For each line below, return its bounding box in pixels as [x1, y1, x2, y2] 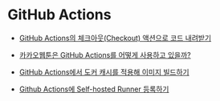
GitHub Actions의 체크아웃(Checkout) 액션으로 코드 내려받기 [18, 33, 212, 42]
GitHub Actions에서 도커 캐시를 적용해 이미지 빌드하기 [18, 67, 189, 77]
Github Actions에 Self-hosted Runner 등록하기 [18, 84, 169, 94]
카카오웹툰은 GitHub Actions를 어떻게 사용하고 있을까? [18, 50, 191, 59]
